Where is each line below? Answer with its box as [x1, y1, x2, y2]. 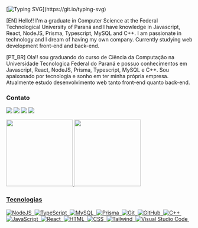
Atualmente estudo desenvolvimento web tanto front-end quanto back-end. [6, 79, 190, 86]
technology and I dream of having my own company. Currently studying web [6, 36, 193, 43]
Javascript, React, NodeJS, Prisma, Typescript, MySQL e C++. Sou [6, 66, 170, 73]
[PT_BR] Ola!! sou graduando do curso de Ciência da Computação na [6, 54, 175, 60]
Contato [6, 94, 30, 102]
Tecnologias [6, 195, 43, 204]
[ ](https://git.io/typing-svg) [6, 6, 106, 12]
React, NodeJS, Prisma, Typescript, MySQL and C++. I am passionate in [6, 30, 182, 37]
